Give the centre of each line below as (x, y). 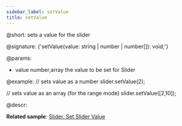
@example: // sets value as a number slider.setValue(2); (76, 81)
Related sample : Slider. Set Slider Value (56, 116)
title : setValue (27, 17)
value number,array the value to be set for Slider (75, 69)
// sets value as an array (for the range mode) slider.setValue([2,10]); (91, 93)
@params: (19, 58)
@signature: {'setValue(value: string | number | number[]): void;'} (87, 46)
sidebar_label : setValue (37, 12)
